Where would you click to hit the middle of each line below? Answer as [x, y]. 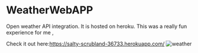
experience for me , [30, 32]
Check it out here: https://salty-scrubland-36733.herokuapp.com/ [85, 44]
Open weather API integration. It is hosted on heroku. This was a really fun [97, 26]
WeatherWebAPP [50, 10]
